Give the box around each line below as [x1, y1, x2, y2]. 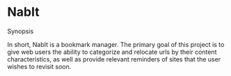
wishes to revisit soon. [7, 62, 72, 70]
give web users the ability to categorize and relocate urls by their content [7, 48, 217, 56]
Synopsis [7, 27, 34, 35]
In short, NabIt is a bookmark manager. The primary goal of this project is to [7, 40, 225, 48]
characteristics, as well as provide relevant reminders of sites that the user [7, 55, 221, 63]
